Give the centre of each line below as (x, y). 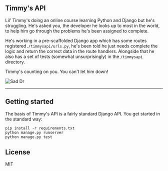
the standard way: (24, 119)
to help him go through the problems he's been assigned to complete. (77, 31)
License (18, 152)
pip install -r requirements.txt (40, 128)
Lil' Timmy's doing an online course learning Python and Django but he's (80, 20)
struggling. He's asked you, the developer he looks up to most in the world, (82, 25)
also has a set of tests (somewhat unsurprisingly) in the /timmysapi (74, 56)
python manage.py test (29, 137)
